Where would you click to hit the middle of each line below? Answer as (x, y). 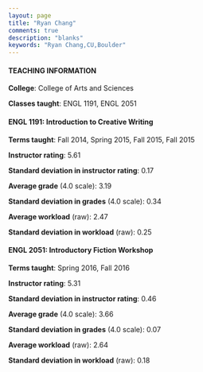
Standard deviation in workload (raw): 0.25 (80, 232)
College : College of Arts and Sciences (71, 88)
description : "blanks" (46, 38)
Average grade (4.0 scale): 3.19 (60, 186)
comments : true (33, 30)
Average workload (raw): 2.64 (59, 345)
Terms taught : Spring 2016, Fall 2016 (69, 268)
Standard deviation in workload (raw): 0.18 (79, 360)
